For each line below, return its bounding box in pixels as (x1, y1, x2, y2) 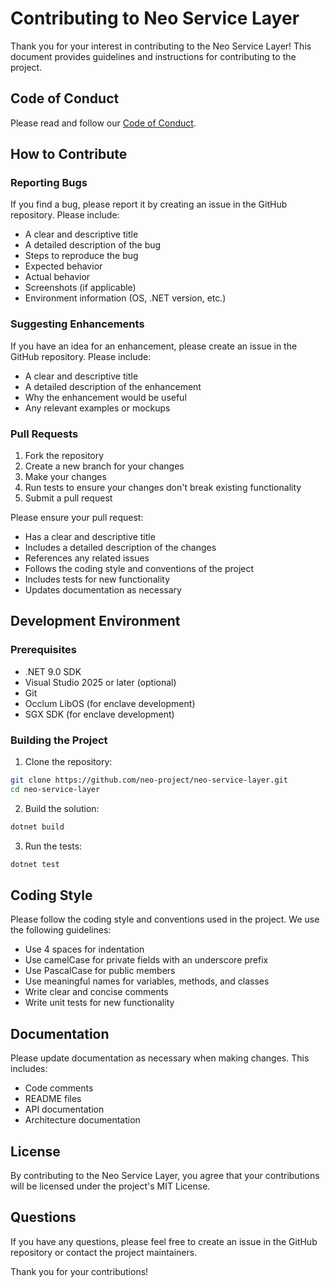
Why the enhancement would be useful (24, 391, 187, 403)
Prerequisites (10, 643, 77, 657)
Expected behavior (24, 260, 103, 272)
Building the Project (10, 733, 108, 747)
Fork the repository (24, 450, 105, 462)
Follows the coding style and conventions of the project (24, 563, 255, 575)
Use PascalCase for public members (24, 965, 176, 977)
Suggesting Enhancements (10, 317, 145, 331)
